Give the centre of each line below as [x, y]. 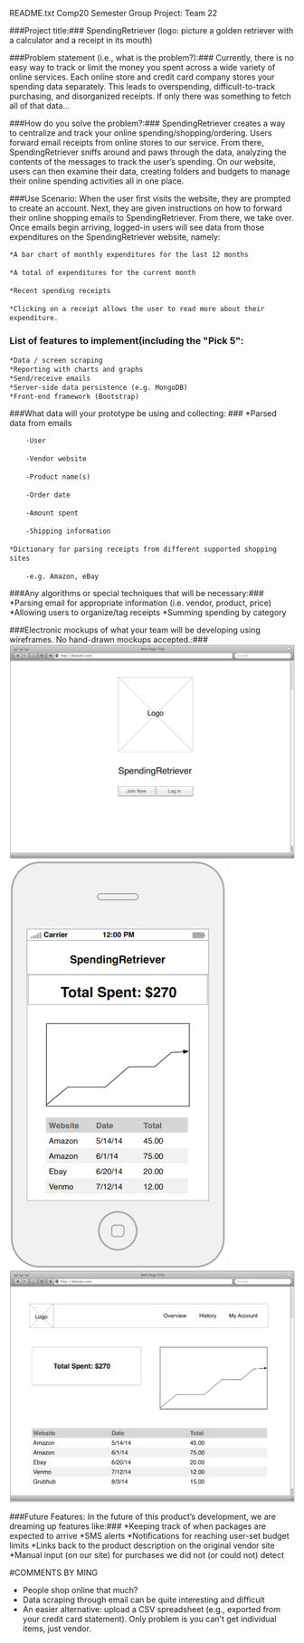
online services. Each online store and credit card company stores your [142, 77]
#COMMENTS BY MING [54, 1572]
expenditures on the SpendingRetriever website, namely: [115, 237]
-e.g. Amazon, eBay [62, 577]
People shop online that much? [80, 1590]
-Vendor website [57, 459]
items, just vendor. [57, 1629]
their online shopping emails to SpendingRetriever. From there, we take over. [152, 218]
